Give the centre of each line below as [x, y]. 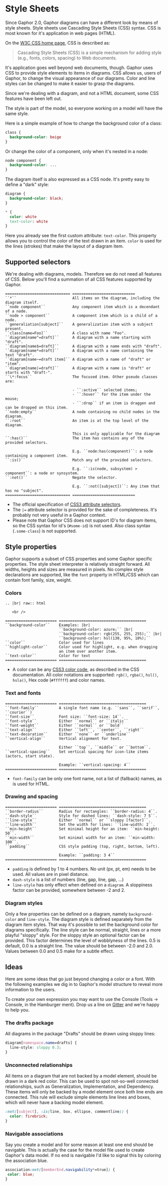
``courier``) [19, 712]
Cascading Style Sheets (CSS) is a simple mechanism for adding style [89, 53]
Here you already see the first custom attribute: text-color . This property [81, 236]
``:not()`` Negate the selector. [61, 478]
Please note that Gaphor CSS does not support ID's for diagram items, [85, 520]
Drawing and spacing [32, 797]
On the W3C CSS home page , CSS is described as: [58, 43]
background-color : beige [35, 137]
